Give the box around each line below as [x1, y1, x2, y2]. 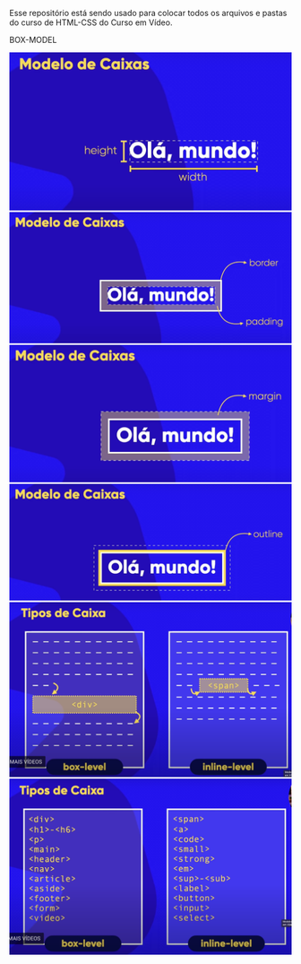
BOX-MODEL [9, 35, 57, 45]
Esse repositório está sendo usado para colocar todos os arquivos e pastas [9, 8, 288, 18]
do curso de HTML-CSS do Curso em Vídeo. [9, 17, 173, 28]
